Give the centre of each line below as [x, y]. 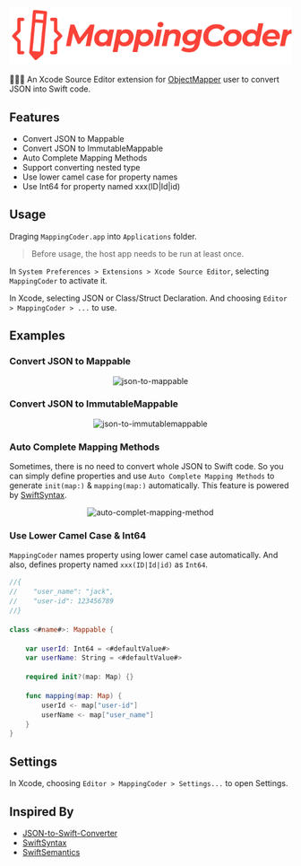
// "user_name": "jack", [62, 592]
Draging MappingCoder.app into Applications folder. [103, 236]
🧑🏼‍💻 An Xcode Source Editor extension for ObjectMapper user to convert [144, 80]
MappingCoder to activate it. [58, 280]
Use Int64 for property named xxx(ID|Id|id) [101, 187]
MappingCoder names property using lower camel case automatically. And [144, 555]
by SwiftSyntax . [38, 495]
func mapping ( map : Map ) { [74, 695]
